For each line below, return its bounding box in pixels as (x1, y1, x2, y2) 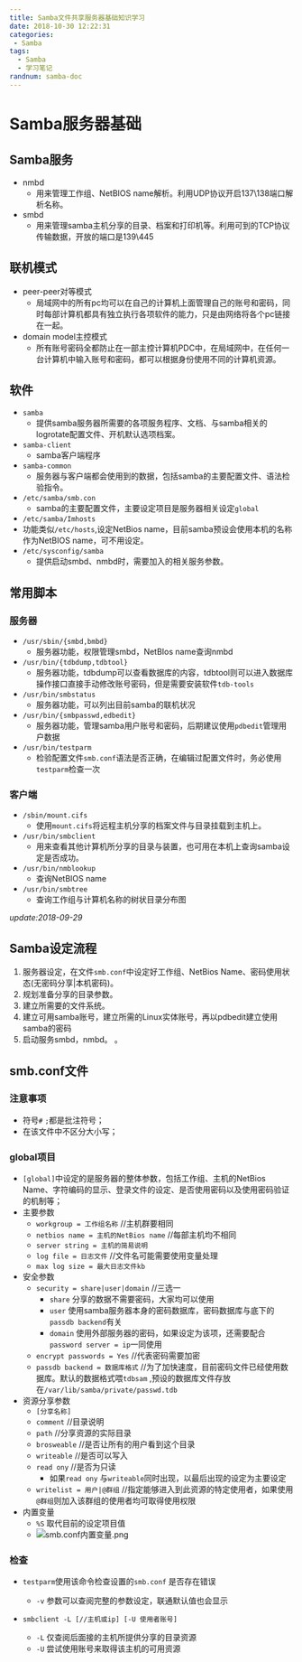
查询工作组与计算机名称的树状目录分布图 (35, 894, 187, 905)
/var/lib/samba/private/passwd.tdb (43, 1386, 178, 1396)
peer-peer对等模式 (22, 285, 93, 296)
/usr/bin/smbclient (22, 832, 96, 841)
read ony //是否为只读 (35, 1461, 116, 1472)
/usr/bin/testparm (22, 743, 92, 752)
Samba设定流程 (9, 940, 97, 956)
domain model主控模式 (22, 331, 108, 341)
